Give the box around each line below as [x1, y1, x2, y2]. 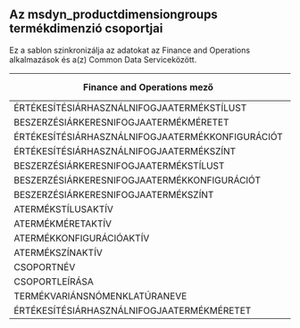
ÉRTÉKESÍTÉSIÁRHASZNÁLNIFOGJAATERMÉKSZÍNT [13, 144, 237, 157]
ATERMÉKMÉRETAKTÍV [13, 217, 112, 230]
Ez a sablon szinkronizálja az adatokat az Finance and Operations [9, 45, 251, 55]
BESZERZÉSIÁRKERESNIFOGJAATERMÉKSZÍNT [13, 188, 214, 201]
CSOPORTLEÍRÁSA [13, 275, 94, 288]
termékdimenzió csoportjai [9, 21, 163, 37]
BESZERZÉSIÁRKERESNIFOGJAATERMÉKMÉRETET [13, 116, 229, 128]
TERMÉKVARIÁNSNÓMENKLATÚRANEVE [13, 290, 187, 302]
